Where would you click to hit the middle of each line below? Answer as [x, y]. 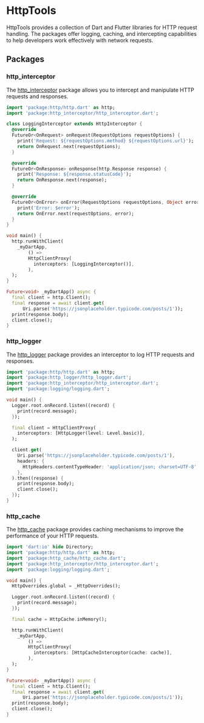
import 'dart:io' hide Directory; [50, 547]
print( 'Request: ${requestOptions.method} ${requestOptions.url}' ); [106, 141]
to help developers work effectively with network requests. [80, 40]
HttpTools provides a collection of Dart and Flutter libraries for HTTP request [102, 27]
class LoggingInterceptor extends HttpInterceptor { [74, 124]
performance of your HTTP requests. [53, 536]
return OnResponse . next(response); [62, 180]
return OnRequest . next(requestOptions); [69, 146]
